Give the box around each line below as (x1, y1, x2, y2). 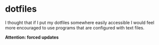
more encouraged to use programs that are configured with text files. (5, 24, 145, 30)
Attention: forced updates (5, 34, 59, 40)
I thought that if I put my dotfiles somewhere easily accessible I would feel (5, 20, 155, 25)
